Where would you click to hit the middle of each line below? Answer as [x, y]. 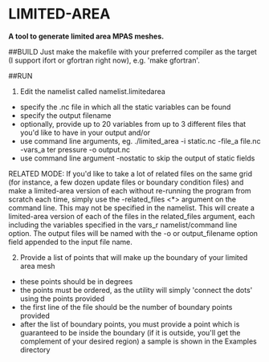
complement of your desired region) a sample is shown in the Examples [138, 341]
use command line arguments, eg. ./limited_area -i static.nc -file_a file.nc [140, 140]
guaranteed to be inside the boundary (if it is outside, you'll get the [130, 332]
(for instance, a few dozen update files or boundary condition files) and [126, 182]
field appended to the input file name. [70, 242]
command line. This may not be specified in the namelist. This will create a [132, 207]
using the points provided [62, 299]
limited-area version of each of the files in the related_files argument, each [132, 216]
